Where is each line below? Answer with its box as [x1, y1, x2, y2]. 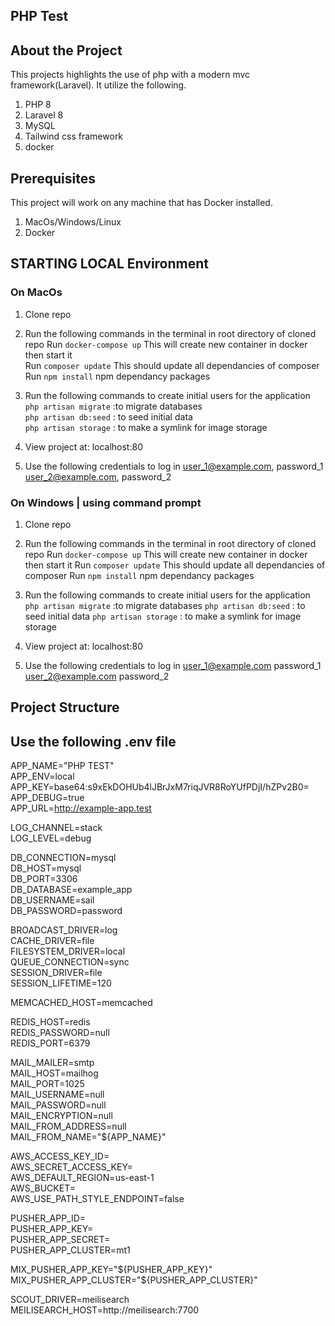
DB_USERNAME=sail [10, 894, 95, 906]
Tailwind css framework [24, 130, 124, 143]
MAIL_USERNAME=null [10, 1089, 105, 1101]
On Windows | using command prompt [10, 495, 202, 509]
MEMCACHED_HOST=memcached [10, 997, 153, 1009]
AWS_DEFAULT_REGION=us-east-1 [10, 1172, 155, 1184]
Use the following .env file [10, 733, 177, 750]
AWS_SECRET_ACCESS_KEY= [10, 1161, 133, 1173]
